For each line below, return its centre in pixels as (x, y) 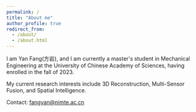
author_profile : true (34, 23)
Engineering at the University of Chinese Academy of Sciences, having (96, 65)
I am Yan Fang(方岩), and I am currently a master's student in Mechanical (98, 58)
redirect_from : (26, 29)
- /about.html (30, 40)
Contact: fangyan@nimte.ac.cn (45, 102)
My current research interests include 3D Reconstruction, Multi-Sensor (96, 84)
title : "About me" (30, 18)
